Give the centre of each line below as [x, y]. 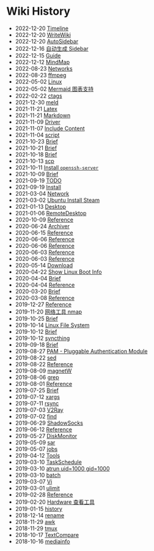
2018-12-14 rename [40, 515]
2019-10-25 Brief [36, 318]
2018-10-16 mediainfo [42, 541]
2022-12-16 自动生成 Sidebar [52, 48]
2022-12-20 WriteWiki [43, 34]
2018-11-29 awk [35, 522]
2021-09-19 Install [38, 187]
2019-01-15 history [39, 509]
